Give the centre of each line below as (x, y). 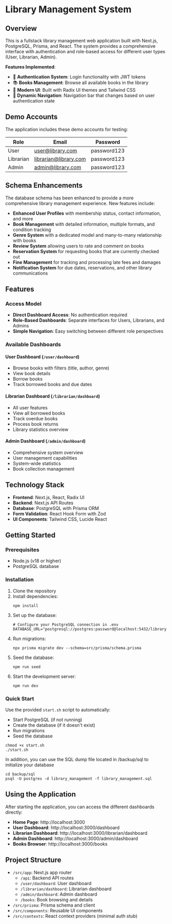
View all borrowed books (39, 413)
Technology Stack (35, 485)
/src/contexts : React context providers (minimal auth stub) (75, 916)
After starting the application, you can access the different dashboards (80, 807)
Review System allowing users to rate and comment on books (78, 246)
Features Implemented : (30, 67)
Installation (20, 580)
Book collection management (44, 469)
